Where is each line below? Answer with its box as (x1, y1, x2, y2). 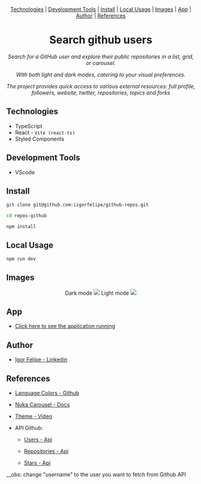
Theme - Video (14, 412, 53, 420)
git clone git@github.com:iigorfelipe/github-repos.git (6, 202, 149, 208)
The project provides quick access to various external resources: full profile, (6, 82, 196, 90)
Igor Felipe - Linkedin (14, 356, 68, 363)
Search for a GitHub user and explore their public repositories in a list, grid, (8, 53, 194, 60)
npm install (6, 224, 36, 230)
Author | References (76, 12, 126, 19)
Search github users (49, 33, 153, 47)
